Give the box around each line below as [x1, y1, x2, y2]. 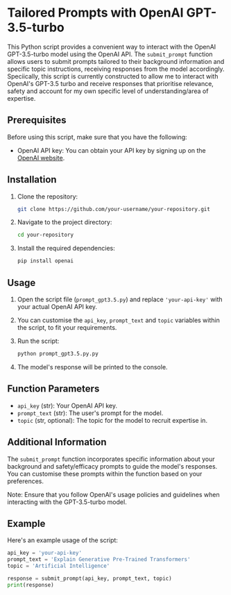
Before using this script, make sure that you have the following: [7, 133, 187, 141]
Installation [7, 174, 57, 185]
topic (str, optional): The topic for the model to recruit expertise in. [17, 416, 208, 424]
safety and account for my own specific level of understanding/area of [7, 87, 209, 95]
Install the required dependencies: [17, 244, 116, 253]
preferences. [7, 477, 44, 485]
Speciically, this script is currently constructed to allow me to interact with [7, 72, 219, 81]
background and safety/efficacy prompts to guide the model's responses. [7, 462, 218, 470]
